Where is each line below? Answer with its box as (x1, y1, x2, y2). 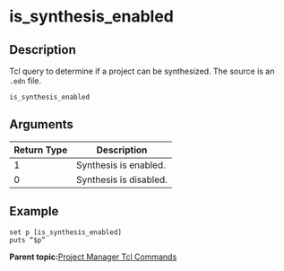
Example (9, 204, 59, 219)
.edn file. (9, 75, 42, 86)
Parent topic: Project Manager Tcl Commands (9, 251, 177, 262)
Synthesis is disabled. (75, 173, 168, 186)
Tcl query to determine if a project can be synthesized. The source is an (9, 66, 275, 76)
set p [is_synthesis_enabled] (9, 227, 123, 237)
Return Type (13, 144, 68, 156)
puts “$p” (9, 235, 47, 244)
